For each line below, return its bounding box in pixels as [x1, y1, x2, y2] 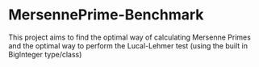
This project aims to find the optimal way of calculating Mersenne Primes [8, 32, 252, 42]
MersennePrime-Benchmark [8, 6, 204, 24]
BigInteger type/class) [8, 49, 82, 59]
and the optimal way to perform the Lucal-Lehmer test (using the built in [8, 40, 249, 50]
